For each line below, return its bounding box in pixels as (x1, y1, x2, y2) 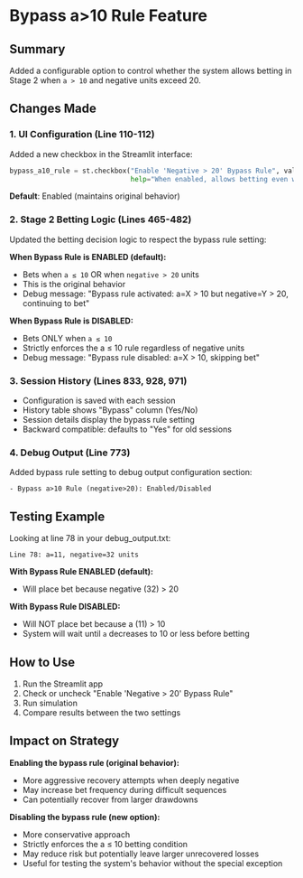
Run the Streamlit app (22, 678, 104, 689)
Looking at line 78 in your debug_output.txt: (9, 533, 171, 544)
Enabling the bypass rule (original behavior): (9, 757, 180, 768)
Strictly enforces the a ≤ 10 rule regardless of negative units (22, 342, 245, 353)
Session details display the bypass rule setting (22, 415, 196, 425)
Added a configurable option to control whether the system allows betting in (9, 65, 292, 76)
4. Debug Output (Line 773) (9, 446, 131, 459)
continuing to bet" (22, 297, 90, 308)
